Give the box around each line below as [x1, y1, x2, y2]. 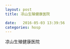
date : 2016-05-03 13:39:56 [5, 20, 65, 25]
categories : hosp [5, 25, 41, 30]
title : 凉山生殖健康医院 [5, 12, 50, 16]
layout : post [5, 7, 32, 12]
